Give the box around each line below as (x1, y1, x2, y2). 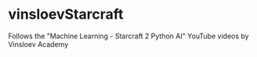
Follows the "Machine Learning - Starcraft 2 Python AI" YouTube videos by (8, 31, 249, 41)
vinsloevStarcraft (8, 5, 124, 23)
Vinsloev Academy (8, 39, 69, 48)
